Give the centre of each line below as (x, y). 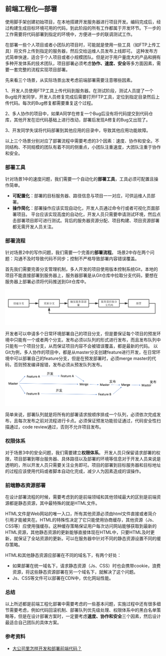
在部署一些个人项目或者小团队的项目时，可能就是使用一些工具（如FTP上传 (81, 45)
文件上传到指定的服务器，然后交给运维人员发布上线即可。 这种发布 (86, 51)
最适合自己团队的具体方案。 (33, 623)
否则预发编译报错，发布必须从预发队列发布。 (59, 365)
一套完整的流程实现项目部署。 (40, 69)
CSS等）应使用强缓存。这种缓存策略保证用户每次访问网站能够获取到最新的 (81, 526)
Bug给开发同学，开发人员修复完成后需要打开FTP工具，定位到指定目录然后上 (83, 97)
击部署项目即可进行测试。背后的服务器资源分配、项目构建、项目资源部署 (86, 221)
